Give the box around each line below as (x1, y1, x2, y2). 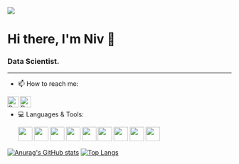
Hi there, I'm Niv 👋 (7, 31, 116, 48)
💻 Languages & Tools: (17, 110, 84, 119)
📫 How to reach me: (17, 80, 79, 88)
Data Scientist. (7, 57, 60, 67)
